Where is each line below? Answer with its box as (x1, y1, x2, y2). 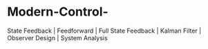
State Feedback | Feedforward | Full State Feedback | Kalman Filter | (7, 27, 202, 35)
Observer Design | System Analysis (7, 33, 108, 42)
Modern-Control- (7, 4, 108, 20)
